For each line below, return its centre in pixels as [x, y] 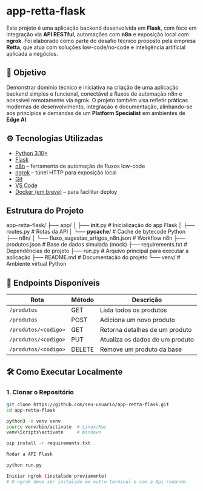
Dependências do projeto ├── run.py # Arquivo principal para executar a [98, 251]
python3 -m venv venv [34, 421]
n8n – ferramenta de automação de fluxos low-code [80, 166]
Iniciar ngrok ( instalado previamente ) [57, 476]
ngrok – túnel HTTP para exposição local [66, 172]
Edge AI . [17, 119]
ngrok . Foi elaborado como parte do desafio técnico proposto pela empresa [101, 41]
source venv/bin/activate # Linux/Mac [57, 427]
